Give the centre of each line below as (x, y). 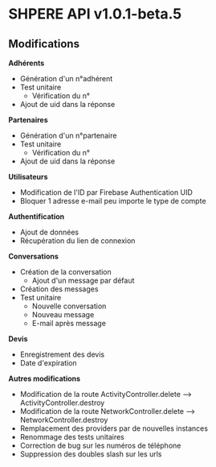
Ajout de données (49, 232)
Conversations (33, 256)
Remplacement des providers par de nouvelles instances (114, 428)
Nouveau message (63, 314)
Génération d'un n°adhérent (66, 79)
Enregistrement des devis (62, 354)
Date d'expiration (49, 363)
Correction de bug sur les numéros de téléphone (100, 445)
